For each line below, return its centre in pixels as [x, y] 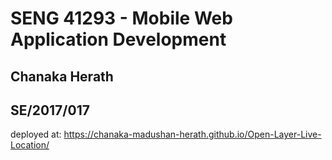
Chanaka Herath [62, 76]
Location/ [30, 145]
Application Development [118, 39]
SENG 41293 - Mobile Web [121, 18]
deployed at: [36, 134]
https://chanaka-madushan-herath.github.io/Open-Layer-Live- [192, 134]
